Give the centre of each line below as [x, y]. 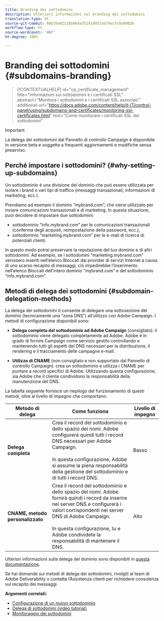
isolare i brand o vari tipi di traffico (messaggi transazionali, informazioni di [80, 190]
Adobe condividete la [76, 535]
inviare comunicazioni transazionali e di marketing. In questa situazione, [77, 210]
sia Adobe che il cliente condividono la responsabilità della [71, 376]
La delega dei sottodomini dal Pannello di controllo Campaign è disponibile [80, 140]
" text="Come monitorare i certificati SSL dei [94, 115]
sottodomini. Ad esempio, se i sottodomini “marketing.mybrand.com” [74, 255]
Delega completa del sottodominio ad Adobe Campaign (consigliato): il [84, 331]
